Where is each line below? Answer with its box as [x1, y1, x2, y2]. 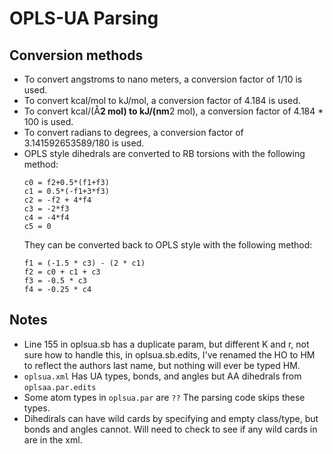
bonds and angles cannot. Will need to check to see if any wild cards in [23, 423, 318, 435]
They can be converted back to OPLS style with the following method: [23, 239, 313, 251]
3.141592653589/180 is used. [23, 137, 145, 149]
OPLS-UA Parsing [9, 7, 159, 30]
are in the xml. [23, 433, 83, 446]
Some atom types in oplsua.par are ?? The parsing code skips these [23, 391, 306, 403]
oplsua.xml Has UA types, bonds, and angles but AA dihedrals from [23, 370, 302, 382]
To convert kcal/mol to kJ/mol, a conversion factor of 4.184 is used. [23, 95, 301, 106]
